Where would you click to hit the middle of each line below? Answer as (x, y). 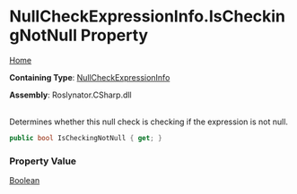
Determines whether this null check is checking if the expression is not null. (149, 122)
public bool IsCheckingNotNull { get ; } (86, 138)
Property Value (43, 161)
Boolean (25, 181)
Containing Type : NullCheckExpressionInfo (90, 77)
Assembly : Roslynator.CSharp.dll (70, 95)
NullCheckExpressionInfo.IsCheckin (147, 17)
